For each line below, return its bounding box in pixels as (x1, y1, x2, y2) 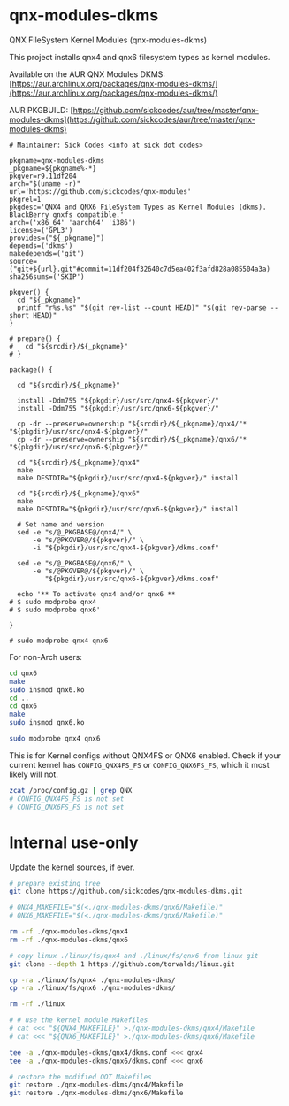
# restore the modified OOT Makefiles (9, 1072, 152, 1081)
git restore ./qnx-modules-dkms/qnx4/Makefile (9, 1080, 184, 1089)
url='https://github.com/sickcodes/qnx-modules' (9, 187, 192, 196)
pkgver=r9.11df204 (9, 172, 77, 180)
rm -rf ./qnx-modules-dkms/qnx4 (9, 927, 128, 936)
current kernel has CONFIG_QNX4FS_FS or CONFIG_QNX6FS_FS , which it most (9, 759, 270, 770)
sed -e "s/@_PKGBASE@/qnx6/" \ (17, 558, 133, 567)
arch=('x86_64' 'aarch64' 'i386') (9, 218, 137, 227)
